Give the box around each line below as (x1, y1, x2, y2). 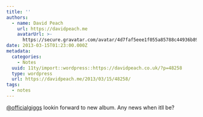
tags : (6, 82, 20, 88)
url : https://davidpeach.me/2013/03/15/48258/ (11, 76, 131, 82)
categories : (11, 54, 42, 60)
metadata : (6, 48, 31, 54)
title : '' (6, 8, 31, 15)
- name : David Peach (11, 20, 63, 26)
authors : (6, 14, 28, 21)
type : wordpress (11, 71, 53, 77)
